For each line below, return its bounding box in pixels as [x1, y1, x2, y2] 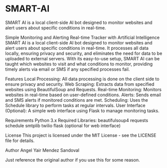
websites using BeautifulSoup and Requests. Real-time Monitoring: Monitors [5, 86, 162, 92]
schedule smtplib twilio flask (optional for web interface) [5, 123, 121, 129]
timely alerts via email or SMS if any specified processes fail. [5, 66, 130, 72]
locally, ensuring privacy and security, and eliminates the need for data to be [5, 50, 163, 56]
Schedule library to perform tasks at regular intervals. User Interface [5, 102, 146, 108]
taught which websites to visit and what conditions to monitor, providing [5, 61, 153, 67]
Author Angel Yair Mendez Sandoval [5, 147, 80, 153]
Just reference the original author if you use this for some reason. [5, 157, 140, 163]
